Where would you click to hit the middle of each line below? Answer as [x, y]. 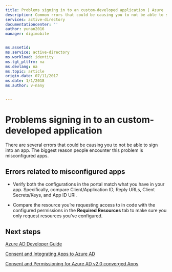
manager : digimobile [27, 34]
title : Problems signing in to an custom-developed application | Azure [84, 10]
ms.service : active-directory [38, 52]
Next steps [23, 232]
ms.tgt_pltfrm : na [25, 62]
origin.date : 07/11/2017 [32, 76]
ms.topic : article [25, 71]
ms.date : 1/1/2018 [25, 81]
